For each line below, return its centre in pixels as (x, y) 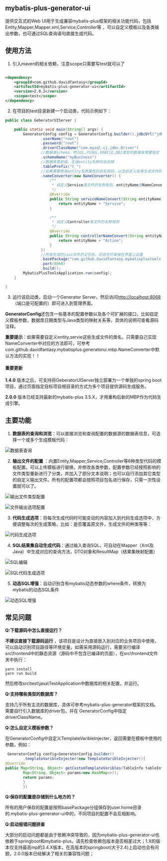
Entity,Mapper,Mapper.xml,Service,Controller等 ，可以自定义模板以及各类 (80, 27)
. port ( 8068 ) (53, 264)
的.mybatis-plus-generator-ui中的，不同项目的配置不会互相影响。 (72, 814)
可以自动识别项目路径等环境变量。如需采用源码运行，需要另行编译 (73, 647)
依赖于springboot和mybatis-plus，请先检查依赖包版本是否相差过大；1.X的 (81, 841)
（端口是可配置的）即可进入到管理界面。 (54, 303)
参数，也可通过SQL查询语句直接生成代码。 (53, 33)
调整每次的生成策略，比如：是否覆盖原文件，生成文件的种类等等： (84, 524)
